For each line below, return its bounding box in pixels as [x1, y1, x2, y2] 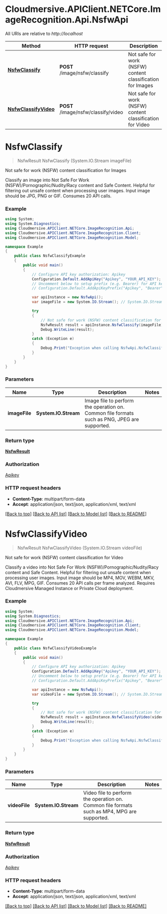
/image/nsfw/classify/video [59, 109, 123, 116]
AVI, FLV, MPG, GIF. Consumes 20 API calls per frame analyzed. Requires [5, 580, 155, 586]
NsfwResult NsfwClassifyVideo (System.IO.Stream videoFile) [17, 545, 143, 551]
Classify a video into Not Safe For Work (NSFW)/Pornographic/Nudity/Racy [5, 564, 159, 570]
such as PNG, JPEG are [84, 416, 139, 423]
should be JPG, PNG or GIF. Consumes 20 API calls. [5, 193, 112, 199]
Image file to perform [84, 397, 134, 404]
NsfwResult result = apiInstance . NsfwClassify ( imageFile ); [40, 322, 166, 327]
